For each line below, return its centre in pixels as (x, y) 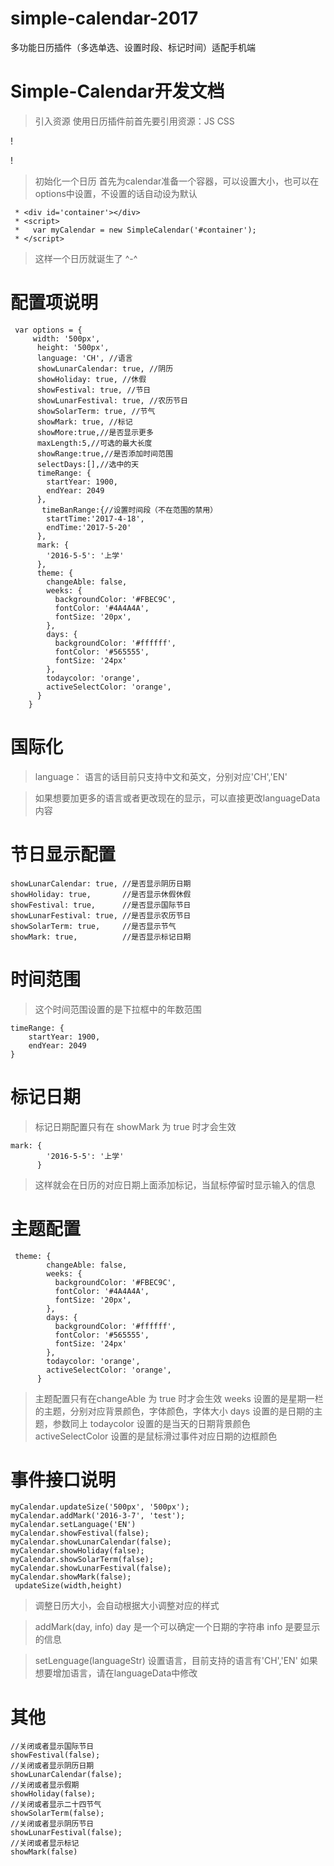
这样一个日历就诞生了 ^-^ (86, 258)
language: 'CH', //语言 (84, 358)
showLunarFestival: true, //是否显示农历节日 (101, 915)
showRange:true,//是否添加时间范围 (104, 453)
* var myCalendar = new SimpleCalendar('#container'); (135, 230)
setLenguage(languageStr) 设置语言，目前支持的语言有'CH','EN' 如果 (176, 1661)
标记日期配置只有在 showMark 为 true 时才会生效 (135, 1126)
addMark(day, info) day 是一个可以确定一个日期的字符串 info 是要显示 (177, 1627)
